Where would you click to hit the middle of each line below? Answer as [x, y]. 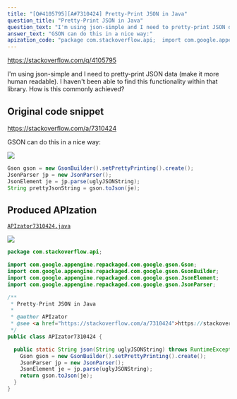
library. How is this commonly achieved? [66, 89]
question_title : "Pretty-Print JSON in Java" [75, 21]
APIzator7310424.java [39, 226]
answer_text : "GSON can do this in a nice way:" [80, 34]
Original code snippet [56, 111]
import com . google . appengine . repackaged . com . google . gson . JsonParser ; [112, 284]
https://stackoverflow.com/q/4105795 [62, 60]
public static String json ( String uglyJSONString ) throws [101, 349]
